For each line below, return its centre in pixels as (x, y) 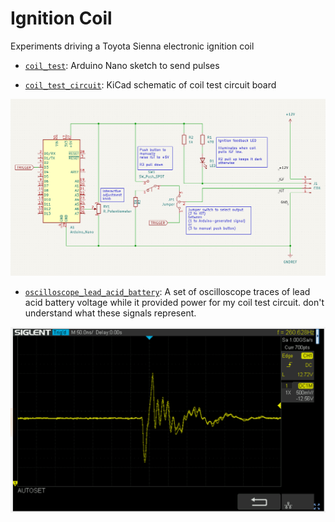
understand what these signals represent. (110, 313)
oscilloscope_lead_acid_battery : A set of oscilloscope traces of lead (167, 291)
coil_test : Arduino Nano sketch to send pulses (122, 65)
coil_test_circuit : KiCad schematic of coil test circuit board (150, 84)
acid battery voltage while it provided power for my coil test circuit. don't (174, 302)
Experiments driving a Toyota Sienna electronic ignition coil (132, 46)
